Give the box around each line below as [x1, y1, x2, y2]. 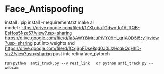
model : [5, 24, 21, 30]
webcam [5, 65, 19, 70]
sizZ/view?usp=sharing [5, 50, 52, 56]
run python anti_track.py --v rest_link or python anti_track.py [5, 60, 147, 66]
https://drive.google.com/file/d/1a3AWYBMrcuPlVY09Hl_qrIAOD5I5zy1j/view [5, 35, 159, 41]
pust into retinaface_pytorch [53, 50, 110, 56]
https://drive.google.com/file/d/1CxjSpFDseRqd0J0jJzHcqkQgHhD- [5, 45, 142, 51]
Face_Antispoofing [5, 3, 84, 15]
